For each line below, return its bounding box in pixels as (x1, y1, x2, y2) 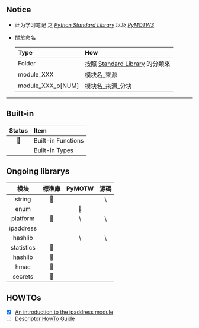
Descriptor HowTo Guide (14, 315, 75, 323)
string (14, 195, 31, 204)
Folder (17, 59, 36, 67)
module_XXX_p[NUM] (17, 81, 79, 90)
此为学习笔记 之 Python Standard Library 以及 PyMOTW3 (14, 21, 155, 29)
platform (11, 215, 35, 223)
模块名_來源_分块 (85, 81, 132, 90)
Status (9, 126, 28, 134)
